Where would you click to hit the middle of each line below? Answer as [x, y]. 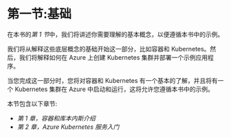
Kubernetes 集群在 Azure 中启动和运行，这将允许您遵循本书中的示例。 [114, 89]
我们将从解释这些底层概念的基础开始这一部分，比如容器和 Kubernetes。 [109, 49]
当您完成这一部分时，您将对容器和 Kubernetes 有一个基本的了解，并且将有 [112, 80]
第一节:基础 [40, 14]
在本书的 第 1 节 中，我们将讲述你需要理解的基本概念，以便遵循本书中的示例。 [115, 34]
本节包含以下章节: [32, 103]
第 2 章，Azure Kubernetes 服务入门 [68, 127]
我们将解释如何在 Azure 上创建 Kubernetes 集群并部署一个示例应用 [113, 57]
